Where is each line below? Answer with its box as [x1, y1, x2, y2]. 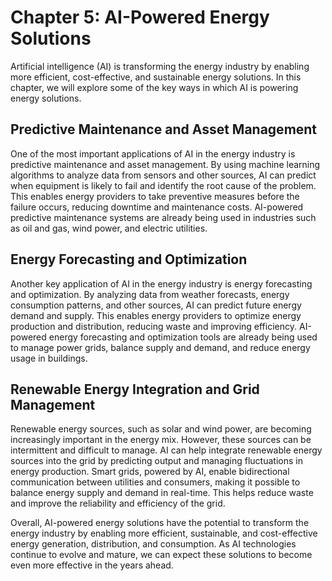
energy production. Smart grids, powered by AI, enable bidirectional [10, 466, 290, 478]
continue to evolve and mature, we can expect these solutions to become [10, 549, 313, 561]
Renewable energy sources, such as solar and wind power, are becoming [10, 423, 312, 435]
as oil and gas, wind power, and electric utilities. [10, 222, 208, 234]
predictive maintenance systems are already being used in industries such [10, 211, 317, 223]
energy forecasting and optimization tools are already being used [48, 331, 318, 343]
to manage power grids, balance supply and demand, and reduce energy [10, 341, 311, 353]
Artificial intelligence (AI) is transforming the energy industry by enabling [10, 60, 310, 72]
